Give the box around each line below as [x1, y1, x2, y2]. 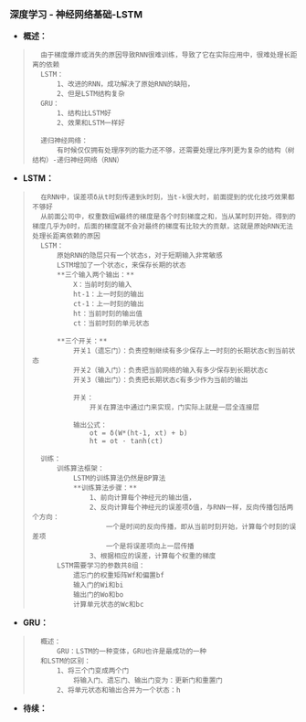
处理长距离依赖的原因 [31, 231, 100, 241]
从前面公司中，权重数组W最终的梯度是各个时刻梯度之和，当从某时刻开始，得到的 [40, 212, 297, 221]
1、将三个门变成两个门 [56, 666, 130, 675]
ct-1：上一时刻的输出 [72, 300, 144, 309]
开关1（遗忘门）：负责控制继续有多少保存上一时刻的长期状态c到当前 [72, 346, 290, 356]
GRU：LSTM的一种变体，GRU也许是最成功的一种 [56, 647, 207, 656]
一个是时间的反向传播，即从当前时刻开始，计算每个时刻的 [105, 523, 290, 532]
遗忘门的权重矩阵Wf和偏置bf [72, 571, 164, 580]
